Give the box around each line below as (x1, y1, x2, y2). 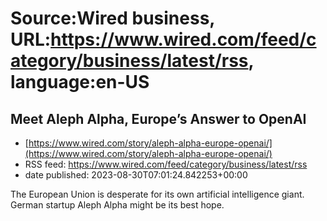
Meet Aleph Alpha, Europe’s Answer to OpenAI (10, 110, 307, 127)
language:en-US (10, 71, 150, 94)
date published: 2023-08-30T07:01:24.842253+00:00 (24, 169, 248, 181)
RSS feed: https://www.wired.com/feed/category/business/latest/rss (24, 158, 308, 170)
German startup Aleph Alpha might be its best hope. (10, 199, 225, 211)
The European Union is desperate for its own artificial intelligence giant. (10, 188, 305, 200)
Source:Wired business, (10, 7, 215, 30)
